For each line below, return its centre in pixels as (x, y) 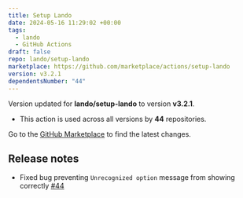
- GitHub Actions (44, 45)
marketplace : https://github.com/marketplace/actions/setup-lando (119, 67)
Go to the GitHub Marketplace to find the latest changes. (99, 134)
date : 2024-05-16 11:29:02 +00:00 (65, 23)
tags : (17, 30)
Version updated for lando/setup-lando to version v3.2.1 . (101, 104)
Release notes (44, 158)
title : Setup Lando (40, 15)
